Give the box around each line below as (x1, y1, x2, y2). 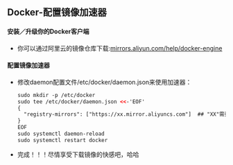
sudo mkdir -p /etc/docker (17, 92, 96, 98)
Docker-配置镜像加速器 (7, 6, 107, 19)
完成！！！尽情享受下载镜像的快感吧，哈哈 (17, 150, 139, 158)
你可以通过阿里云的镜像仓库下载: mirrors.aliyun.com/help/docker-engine (17, 44, 223, 52)
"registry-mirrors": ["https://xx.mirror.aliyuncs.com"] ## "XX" (24, 111, 220, 118)
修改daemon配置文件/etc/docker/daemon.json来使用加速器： (17, 78, 192, 86)
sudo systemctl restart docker (17, 137, 108, 144)
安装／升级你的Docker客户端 (7, 27, 89, 35)
